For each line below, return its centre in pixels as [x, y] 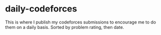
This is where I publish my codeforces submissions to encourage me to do [80, 22]
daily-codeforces [41, 9]
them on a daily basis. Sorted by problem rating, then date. [65, 27]
